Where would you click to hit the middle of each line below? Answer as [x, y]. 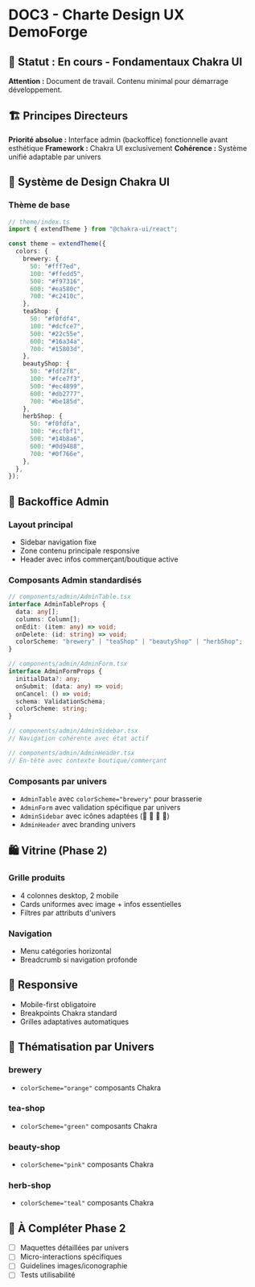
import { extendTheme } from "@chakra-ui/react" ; [93, 229]
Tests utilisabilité [47, 1275]
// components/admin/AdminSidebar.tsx [73, 731]
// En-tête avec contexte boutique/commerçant [88, 760]
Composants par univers [58, 781]
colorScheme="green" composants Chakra [88, 1126]
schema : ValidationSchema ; [61, 701]
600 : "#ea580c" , [57, 289]
